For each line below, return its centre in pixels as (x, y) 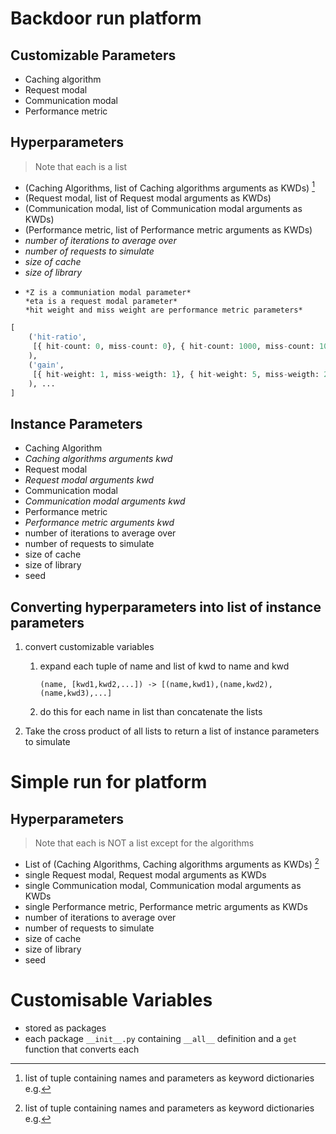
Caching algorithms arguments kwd (98, 459)
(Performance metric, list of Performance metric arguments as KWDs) (168, 230)
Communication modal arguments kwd (105, 501)
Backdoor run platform (106, 18)
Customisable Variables (111, 999)
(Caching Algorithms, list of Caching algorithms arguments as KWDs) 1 (169, 187)
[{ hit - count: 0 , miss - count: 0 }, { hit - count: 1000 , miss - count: (173, 347)
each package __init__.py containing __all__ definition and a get (161, 1038)
